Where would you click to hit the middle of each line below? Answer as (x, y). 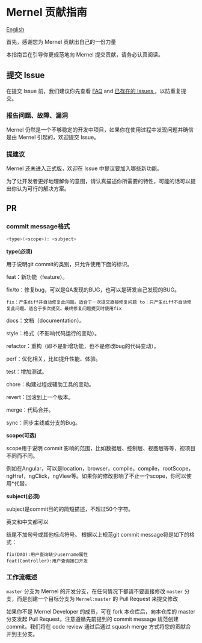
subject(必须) (23, 496)
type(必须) (20, 251)
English (15, 29)
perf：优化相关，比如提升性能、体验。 (54, 359)
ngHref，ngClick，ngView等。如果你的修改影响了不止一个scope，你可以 (96, 476)
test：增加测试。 (27, 371)
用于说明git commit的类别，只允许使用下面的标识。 (69, 264)
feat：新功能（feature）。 (37, 276)
